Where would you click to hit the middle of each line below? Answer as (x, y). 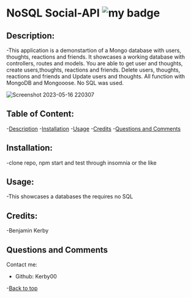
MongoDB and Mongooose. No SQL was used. (65, 83)
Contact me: (22, 265)
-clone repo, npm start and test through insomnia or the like (82, 163)
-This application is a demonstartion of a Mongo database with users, (94, 50)
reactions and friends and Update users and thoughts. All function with (96, 76)
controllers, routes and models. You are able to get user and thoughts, (95, 63)
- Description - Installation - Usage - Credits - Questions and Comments (94, 129)
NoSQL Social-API (53, 13)
